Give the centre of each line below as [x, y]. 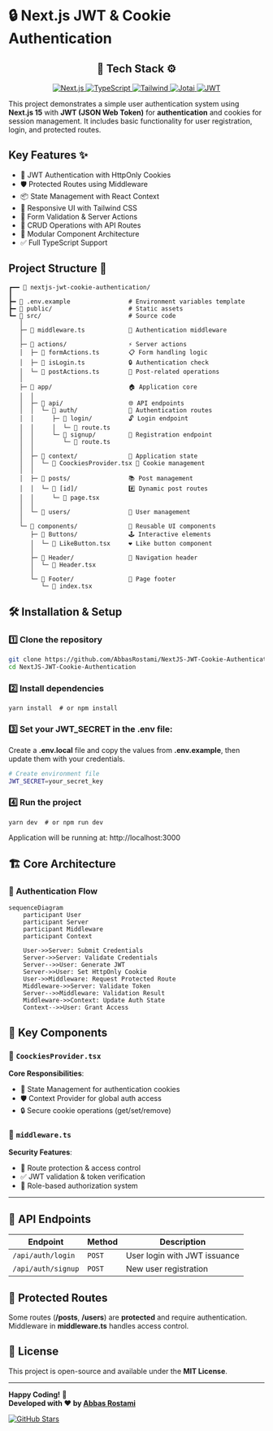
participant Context [58, 937]
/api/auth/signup [46, 1269]
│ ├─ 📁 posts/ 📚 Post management [106, 478]
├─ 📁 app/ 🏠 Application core [108, 387]
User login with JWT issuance [182, 1255]
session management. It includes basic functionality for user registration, [130, 121]
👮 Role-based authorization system [79, 1186]
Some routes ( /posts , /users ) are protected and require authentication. [128, 1317]
